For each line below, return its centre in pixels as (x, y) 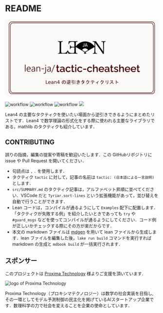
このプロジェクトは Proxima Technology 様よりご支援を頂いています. (74, 274)
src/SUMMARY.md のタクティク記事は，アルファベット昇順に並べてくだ (81, 189)
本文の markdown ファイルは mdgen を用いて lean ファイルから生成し (82, 232)
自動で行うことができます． (40, 201)
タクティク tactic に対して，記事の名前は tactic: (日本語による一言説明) (83, 177)
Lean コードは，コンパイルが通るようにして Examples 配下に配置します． (85, 207)
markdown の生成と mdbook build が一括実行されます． (67, 244)
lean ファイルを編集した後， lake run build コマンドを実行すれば (86, 238)
